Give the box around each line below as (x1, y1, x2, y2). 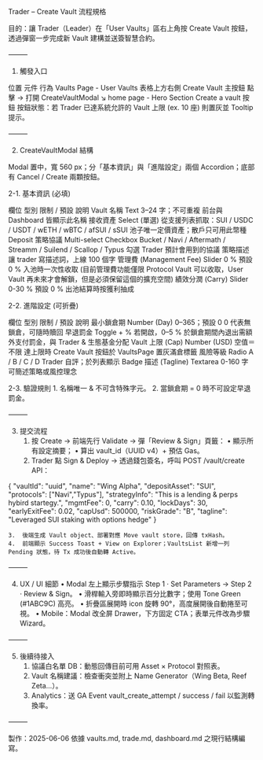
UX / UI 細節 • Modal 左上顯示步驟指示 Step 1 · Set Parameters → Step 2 (19, 579, 253, 588)
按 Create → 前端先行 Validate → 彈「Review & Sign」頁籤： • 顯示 (31, 436, 247, 445)
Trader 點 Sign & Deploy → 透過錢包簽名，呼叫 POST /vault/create (31, 456, 245, 465)
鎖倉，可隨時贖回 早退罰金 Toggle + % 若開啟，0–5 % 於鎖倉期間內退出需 (8, 327, 246, 337)
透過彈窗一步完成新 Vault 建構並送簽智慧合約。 (8, 34, 159, 42)
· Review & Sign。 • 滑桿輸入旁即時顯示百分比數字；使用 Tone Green (19, 589, 241, 598)
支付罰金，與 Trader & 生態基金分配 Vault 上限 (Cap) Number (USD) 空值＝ (14, 338, 255, 346)
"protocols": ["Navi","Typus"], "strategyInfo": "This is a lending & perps (8, 490, 238, 499)
